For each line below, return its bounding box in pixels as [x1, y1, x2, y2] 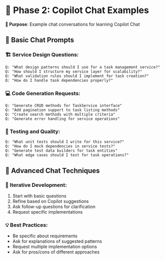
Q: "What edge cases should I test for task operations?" [5, 153, 129, 158]
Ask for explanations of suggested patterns [12, 238, 102, 244]
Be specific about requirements [12, 233, 78, 239]
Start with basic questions [12, 192, 67, 199]
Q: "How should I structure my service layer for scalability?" [5, 69, 142, 74]
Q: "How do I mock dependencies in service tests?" [5, 144, 115, 149]
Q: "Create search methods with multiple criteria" [5, 112, 115, 117]
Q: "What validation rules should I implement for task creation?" [5, 73, 149, 79]
